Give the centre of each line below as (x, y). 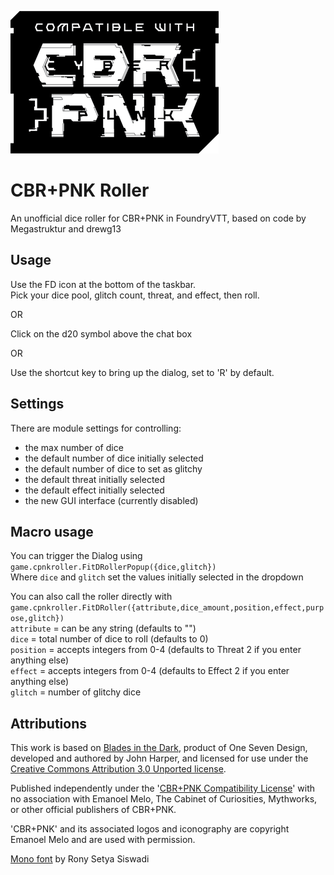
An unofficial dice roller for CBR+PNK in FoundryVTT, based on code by (158, 218)
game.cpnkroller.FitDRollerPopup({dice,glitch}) (113, 567)
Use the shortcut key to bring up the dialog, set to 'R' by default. (142, 372)
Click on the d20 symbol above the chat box (101, 333)
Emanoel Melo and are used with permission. (103, 840)
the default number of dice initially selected (114, 458)
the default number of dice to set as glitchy (113, 468)
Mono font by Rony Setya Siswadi (80, 859)
